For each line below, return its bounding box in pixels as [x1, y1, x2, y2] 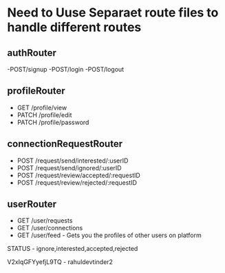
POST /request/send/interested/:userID [17, 156, 129, 165]
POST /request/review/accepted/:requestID [17, 171, 141, 179]
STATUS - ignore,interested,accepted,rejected [7, 245, 138, 253]
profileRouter [7, 85, 65, 97]
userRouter [7, 199, 57, 210]
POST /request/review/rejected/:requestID [17, 178, 138, 187]
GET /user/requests [17, 216, 73, 225]
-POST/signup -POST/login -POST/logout [7, 65, 125, 73]
